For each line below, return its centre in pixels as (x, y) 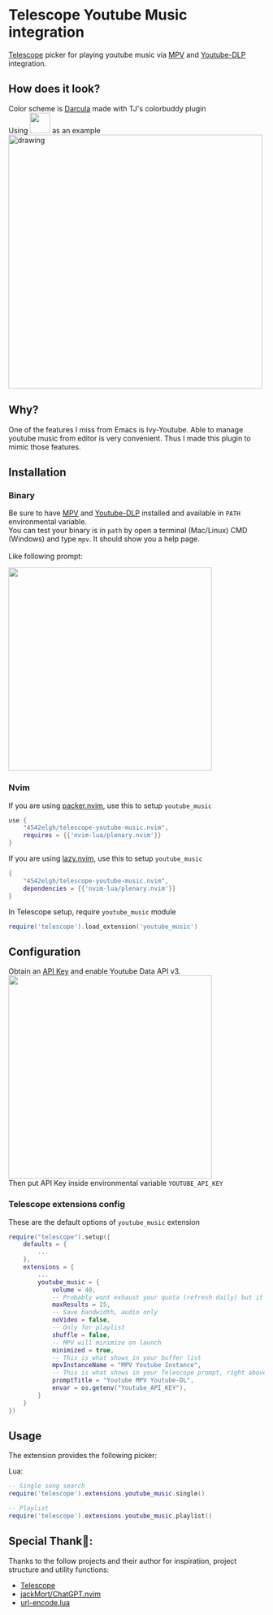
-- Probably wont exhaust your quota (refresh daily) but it (158, 1297)
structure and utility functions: (59, 1569)
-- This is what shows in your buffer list (126, 1358)
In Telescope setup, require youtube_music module (92, 911)
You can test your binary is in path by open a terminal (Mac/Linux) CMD (128, 531)
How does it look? (54, 89)
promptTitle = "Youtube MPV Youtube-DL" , (123, 1381)
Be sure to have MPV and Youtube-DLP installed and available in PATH (125, 513)
